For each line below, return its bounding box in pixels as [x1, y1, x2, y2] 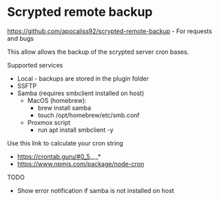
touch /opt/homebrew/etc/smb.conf [37, 111, 140, 119]
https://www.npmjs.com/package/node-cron [17, 159, 145, 168]
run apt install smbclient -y [37, 126, 114, 134]
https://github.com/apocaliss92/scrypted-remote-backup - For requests [7, 27, 212, 35]
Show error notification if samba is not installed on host [17, 186, 174, 194]
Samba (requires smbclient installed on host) [17, 89, 145, 97]
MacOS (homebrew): [27, 96, 87, 104]
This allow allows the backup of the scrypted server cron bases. [7, 48, 189, 56]
